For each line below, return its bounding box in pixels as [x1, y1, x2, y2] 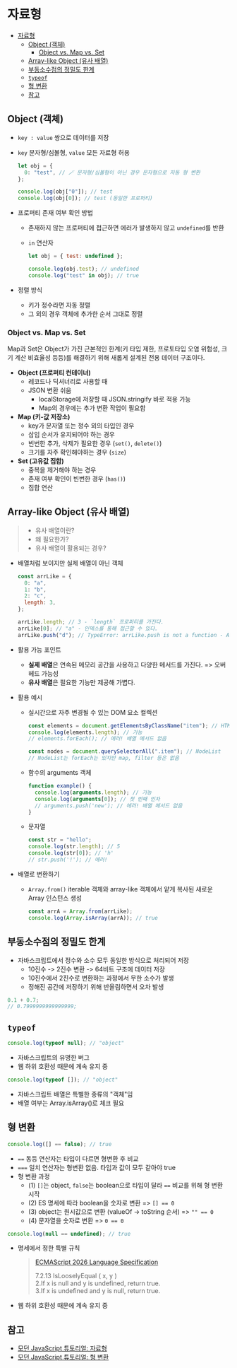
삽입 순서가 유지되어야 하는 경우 [28, 431, 115, 439]
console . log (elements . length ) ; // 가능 [28, 729, 142, 736]
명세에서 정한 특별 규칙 [17, 1244, 80, 1252]
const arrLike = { [17, 573, 72, 580]
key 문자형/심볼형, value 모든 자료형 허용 [17, 148, 130, 156]
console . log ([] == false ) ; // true [7, 1140, 112, 1147]
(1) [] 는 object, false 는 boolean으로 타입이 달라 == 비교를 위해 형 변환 [28, 1181, 224, 1189]
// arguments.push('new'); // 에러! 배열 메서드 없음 [34, 802, 183, 809]
